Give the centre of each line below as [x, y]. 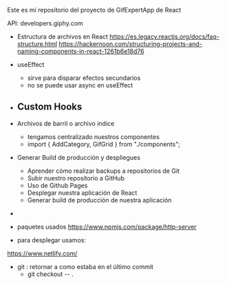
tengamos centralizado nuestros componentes [94, 136]
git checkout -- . [50, 274]
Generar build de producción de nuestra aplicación [99, 200]
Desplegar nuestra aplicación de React [82, 193]
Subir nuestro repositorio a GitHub [76, 178]
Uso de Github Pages [57, 185]
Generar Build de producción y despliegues [79, 157]
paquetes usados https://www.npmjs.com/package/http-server [107, 226]
